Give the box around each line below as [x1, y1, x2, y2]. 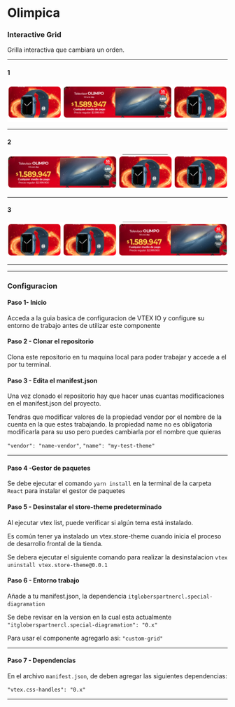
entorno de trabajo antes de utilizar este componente [7, 321, 161, 329]
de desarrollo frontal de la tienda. [7, 539, 104, 548]
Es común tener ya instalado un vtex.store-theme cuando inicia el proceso [7, 531, 222, 540]
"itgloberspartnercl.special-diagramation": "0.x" [7, 621, 158, 629]
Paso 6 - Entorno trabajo [7, 576, 80, 585]
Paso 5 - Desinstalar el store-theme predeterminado [7, 502, 162, 511]
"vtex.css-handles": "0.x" [7, 686, 86, 693]
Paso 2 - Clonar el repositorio [7, 337, 94, 345]
